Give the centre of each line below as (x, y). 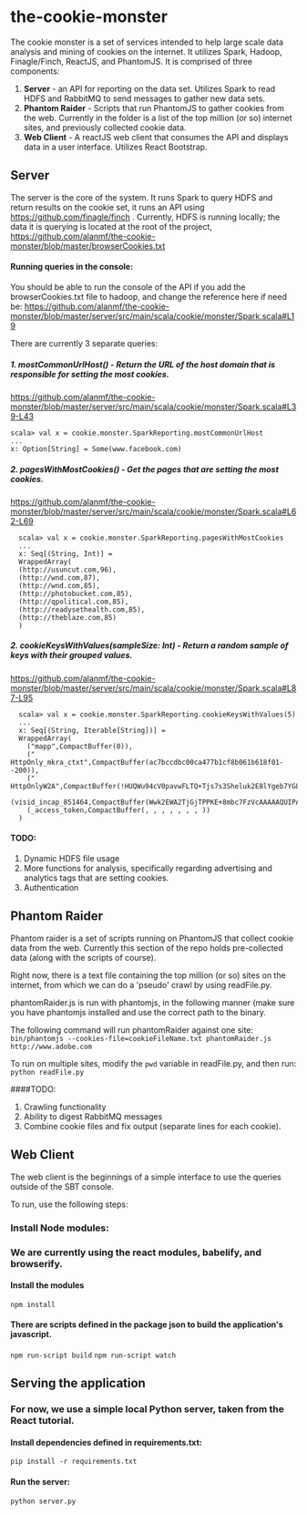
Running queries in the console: (72, 267)
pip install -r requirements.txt (74, 1462)
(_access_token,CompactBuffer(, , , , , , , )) (118, 810)
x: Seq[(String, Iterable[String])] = (92, 730)
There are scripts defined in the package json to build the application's (147, 1324)
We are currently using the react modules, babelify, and (136, 1252)
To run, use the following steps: (69, 1204)
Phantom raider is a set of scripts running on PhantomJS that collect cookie (152, 938)
